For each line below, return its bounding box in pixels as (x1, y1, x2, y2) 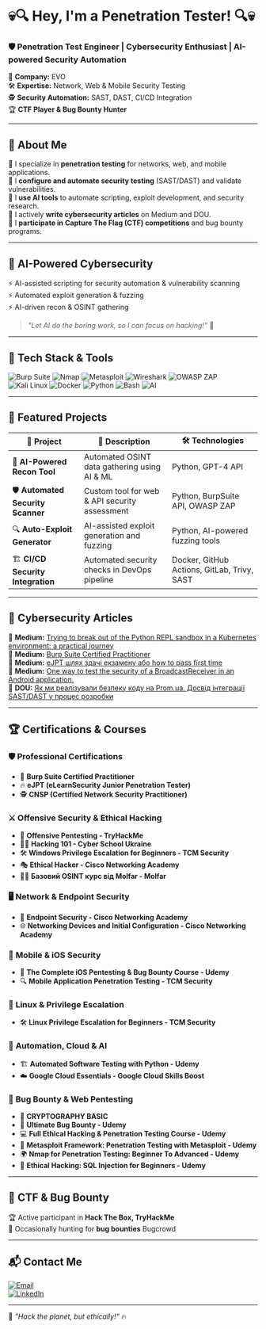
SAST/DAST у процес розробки (8, 691, 114, 701)
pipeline (83, 575, 114, 586)
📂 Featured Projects (8, 411, 108, 425)
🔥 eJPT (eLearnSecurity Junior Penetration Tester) (19, 781, 192, 790)
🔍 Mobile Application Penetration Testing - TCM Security (19, 976, 213, 986)
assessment (83, 506, 129, 517)
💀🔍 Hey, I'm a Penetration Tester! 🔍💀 (8, 7, 256, 25)
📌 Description (97, 436, 150, 447)
